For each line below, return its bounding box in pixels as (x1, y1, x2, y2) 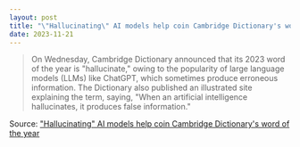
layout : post (9, 12, 58, 22)
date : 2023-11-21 (9, 29, 74, 38)
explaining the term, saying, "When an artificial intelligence (30, 92, 248, 102)
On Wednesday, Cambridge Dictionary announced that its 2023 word (30, 54, 286, 65)
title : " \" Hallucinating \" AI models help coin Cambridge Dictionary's (9, 21, 281, 30)
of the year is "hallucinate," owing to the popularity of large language (30, 63, 285, 74)
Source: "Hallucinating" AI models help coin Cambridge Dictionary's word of (9, 118, 290, 129)
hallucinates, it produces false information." (30, 102, 191, 112)
